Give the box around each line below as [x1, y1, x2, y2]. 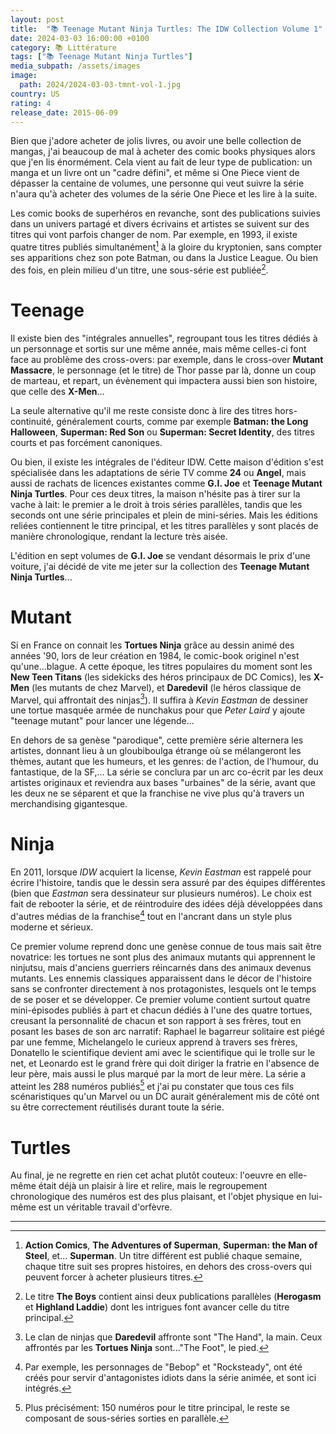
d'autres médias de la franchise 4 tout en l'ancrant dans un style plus [10, 909, 293, 922]
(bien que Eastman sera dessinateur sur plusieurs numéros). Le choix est [10, 887, 312, 900]
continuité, [10, 415, 55, 427]
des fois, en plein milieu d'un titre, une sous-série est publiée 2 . [10, 262, 269, 276]
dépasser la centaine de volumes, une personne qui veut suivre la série [10, 177, 305, 190]
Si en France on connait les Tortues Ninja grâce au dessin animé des [10, 639, 295, 651]
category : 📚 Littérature [10, 42, 118, 53]
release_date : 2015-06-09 [10, 107, 118, 118]
